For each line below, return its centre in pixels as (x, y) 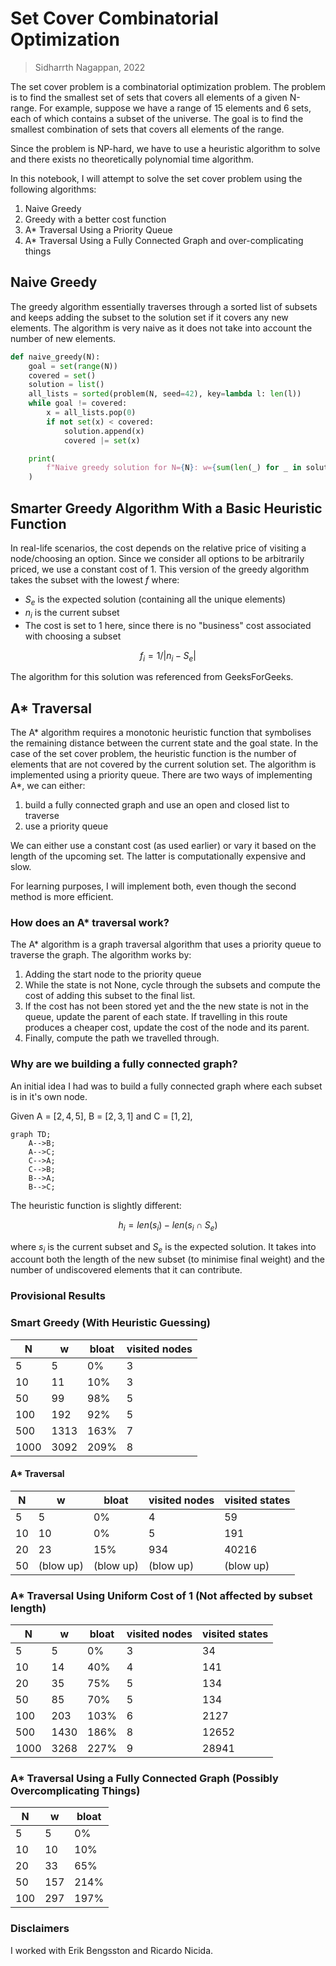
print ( (42, 458)
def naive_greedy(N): (55, 357)
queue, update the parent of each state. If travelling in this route (156, 1017)
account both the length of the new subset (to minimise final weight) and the (167, 1259)
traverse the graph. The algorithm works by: (101, 955)
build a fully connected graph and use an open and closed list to (157, 805)
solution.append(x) (104, 431)
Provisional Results (58, 1296)
